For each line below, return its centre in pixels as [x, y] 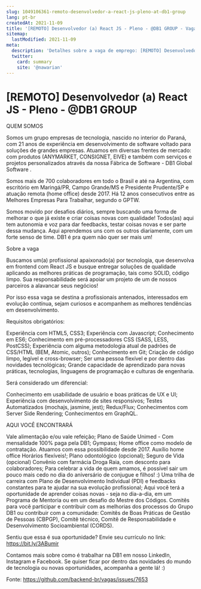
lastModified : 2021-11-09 [44, 39]
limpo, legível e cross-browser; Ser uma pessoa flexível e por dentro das [96, 359]
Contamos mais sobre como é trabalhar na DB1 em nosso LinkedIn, [89, 555]
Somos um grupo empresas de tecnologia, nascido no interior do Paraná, [96, 138]
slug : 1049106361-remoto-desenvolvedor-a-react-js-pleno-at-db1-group [96, 12]
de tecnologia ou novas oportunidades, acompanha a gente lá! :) [86, 568]
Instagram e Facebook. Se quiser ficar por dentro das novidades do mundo [99, 561]
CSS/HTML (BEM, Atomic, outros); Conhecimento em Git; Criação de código [100, 352]
